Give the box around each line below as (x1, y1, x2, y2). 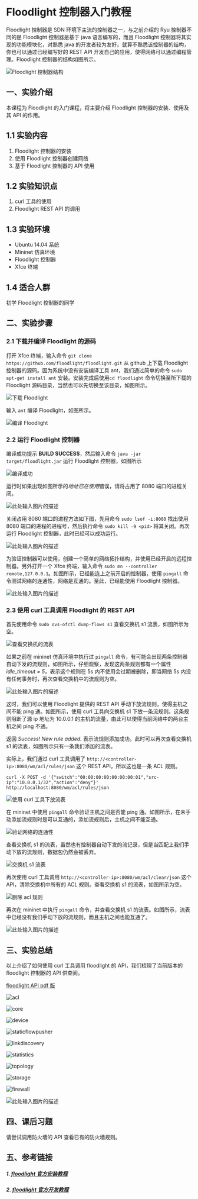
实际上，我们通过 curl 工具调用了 (6, 755, 86, 762)
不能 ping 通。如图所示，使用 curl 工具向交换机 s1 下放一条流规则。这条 (11, 708, 184, 715)
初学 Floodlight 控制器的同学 (6, 299, 75, 306)
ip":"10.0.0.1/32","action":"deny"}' (6, 779, 99, 786)
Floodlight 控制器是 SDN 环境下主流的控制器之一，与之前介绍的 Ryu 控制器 (6, 26, 187, 33)
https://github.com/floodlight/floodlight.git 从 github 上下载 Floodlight (6, 359, 189, 366)
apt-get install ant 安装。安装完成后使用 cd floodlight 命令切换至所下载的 (6, 374, 192, 381)
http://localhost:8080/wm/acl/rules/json (6, 785, 110, 791)
